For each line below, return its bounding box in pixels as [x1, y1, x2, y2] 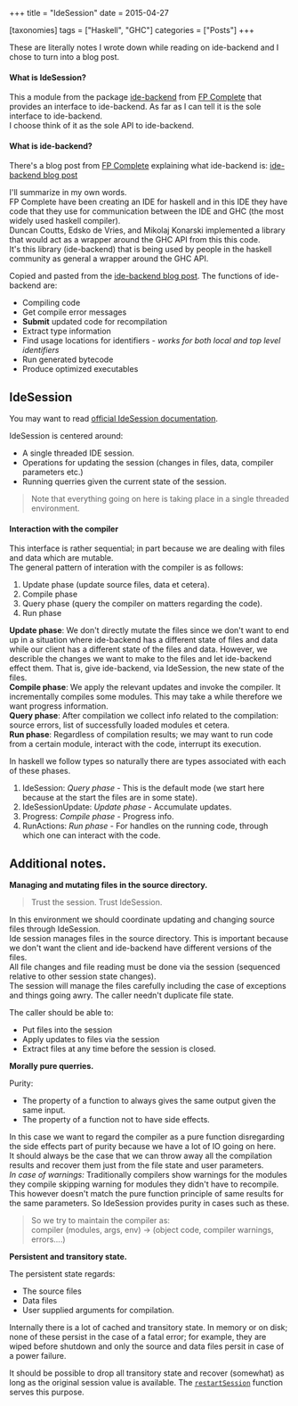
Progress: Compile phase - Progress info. [21, 811, 174, 822]
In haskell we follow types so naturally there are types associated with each [9, 756, 286, 767]
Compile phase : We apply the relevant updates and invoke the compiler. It [9, 682, 281, 693]
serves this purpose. [9, 1386, 85, 1398]
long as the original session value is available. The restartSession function [9, 1377, 283, 1388]
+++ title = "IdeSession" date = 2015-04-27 [9, 8, 169, 18]
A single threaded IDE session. [21, 448, 135, 458]
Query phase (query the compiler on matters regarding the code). [21, 598, 263, 609]
